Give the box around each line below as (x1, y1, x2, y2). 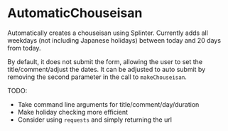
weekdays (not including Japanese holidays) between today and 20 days (7, 36, 222, 44)
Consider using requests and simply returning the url (17, 115, 173, 124)
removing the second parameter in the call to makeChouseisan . (7, 73, 187, 81)
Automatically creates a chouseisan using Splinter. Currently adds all (7, 28, 208, 37)
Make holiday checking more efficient (17, 108, 129, 116)
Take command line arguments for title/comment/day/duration (17, 100, 200, 108)
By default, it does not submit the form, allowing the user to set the (7, 57, 203, 65)
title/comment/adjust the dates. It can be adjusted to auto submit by (7, 65, 206, 73)
